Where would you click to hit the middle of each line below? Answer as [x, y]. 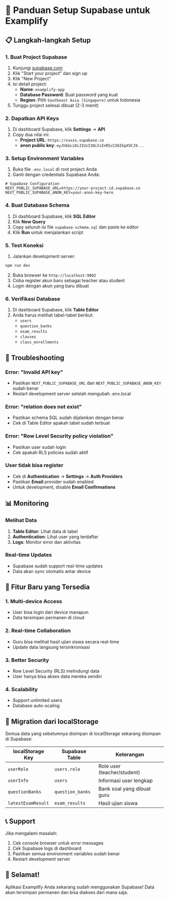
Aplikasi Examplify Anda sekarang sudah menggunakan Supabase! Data [80, 887]
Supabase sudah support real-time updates [58, 566]
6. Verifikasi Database [33, 299]
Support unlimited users [37, 700]
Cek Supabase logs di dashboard [47, 848]
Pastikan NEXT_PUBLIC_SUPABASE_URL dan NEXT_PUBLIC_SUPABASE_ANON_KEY [87, 383]
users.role [67, 769]
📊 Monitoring [27, 503]
